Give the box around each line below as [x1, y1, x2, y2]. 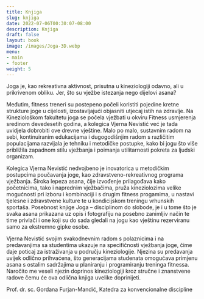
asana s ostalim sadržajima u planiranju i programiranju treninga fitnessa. [6, 261, 190, 268]
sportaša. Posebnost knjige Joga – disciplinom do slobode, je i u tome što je [6, 204, 197, 211]
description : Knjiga [6, 26, 59, 32]
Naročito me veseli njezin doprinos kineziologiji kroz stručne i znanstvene [6, 267, 191, 275]
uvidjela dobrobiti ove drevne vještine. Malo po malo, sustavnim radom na [6, 127, 191, 135]
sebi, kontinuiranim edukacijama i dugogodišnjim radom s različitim [6, 133, 175, 141]
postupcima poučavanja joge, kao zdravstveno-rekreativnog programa [6, 171, 184, 179]
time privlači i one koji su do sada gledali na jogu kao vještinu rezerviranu [6, 216, 190, 224]
